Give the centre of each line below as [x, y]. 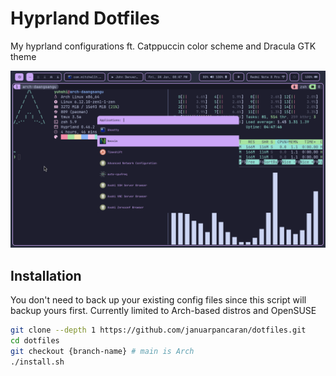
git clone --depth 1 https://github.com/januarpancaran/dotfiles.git [158, 330]
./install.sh [37, 362]
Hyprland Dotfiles [85, 18]
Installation [46, 275]
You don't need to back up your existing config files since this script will [158, 300]
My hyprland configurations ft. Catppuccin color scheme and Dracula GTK [163, 46]
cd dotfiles [35, 341]
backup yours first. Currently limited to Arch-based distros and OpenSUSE [163, 311]
